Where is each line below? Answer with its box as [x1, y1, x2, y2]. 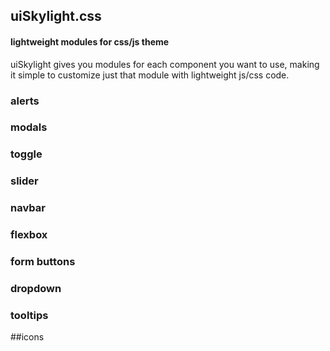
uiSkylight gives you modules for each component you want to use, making [10, 58, 320, 70]
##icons [10, 331, 45, 343]
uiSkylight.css [10, 8, 102, 25]
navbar [10, 201, 46, 215]
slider [10, 174, 39, 188]
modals [10, 120, 48, 134]
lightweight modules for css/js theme [10, 35, 170, 48]
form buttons [10, 255, 76, 269]
